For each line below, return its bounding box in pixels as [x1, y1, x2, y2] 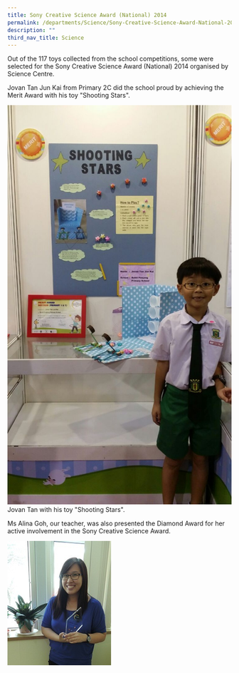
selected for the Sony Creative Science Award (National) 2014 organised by [7, 62, 229, 71]
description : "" [7, 26, 55, 34]
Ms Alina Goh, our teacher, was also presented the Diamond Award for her [7, 519, 225, 528]
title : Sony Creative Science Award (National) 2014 [7, 11, 167, 19]
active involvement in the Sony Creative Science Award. [7, 527, 171, 535]
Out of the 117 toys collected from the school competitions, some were [7, 54, 214, 63]
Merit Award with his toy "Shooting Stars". [7, 91, 130, 100]
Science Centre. [7, 70, 55, 78]
